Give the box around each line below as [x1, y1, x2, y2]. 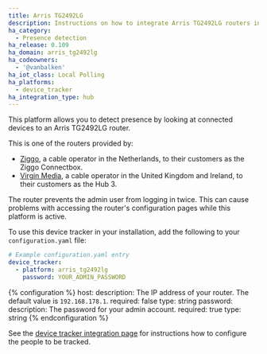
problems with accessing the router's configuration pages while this [8, 204, 231, 213]
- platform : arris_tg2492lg [15, 266, 109, 274]
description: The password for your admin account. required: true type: [8, 304, 242, 314]
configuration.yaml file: [8, 235, 87, 245]
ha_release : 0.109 [8, 41, 69, 49]
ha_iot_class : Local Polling [8, 71, 105, 79]
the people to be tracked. [8, 336, 91, 346]
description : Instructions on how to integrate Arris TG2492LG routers [8, 19, 250, 27]
